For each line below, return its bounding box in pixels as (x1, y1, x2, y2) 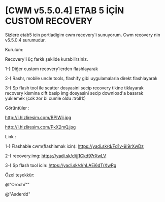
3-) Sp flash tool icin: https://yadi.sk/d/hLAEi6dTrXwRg (5, 162, 117, 168)
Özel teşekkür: (5, 172, 34, 178)
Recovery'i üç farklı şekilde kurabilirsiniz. (5, 56, 88, 62)
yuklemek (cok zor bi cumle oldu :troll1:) (5, 95, 86, 101)
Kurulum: (5, 46, 24, 52)
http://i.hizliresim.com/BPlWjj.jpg (5, 114, 71, 121)
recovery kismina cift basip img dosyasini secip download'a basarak (5, 90, 144, 96)
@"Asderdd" (5, 191, 31, 197)
